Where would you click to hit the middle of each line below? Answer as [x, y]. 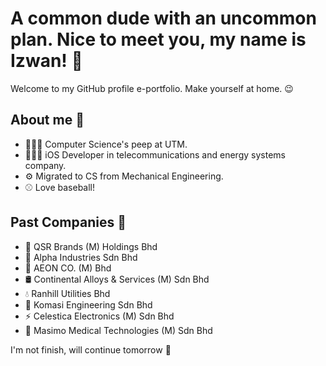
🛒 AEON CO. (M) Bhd [68, 268]
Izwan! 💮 [46, 61]
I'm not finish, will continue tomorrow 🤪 [91, 349]
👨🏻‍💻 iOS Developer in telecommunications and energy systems [155, 154]
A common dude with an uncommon [163, 18]
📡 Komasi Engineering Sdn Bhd [88, 304]
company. [45, 165]
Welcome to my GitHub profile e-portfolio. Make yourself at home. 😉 [152, 88]
